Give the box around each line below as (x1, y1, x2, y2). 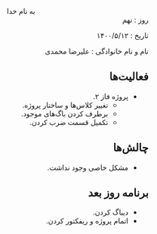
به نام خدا (6, 6, 36, 15)
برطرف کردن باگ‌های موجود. (21, 108, 108, 119)
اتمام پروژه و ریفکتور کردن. (45, 216, 129, 226)
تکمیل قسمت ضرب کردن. (29, 117, 108, 127)
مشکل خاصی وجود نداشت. (46, 162, 129, 172)
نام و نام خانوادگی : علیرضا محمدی (45, 46, 149, 56)
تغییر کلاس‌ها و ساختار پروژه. (22, 100, 108, 110)
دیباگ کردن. (92, 207, 129, 217)
